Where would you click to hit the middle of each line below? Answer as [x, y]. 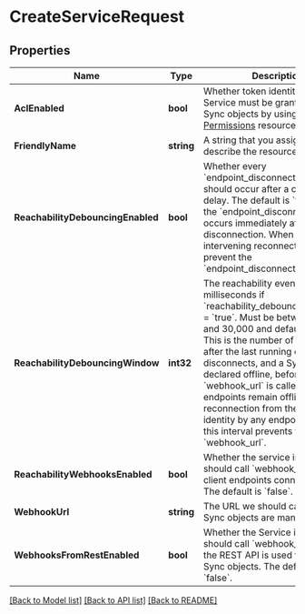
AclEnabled [39, 108]
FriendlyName [45, 146]
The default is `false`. [248, 491]
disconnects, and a [243, 363]
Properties [40, 50]
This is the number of [248, 340]
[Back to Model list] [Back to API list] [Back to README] [113, 600]
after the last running [247, 352]
